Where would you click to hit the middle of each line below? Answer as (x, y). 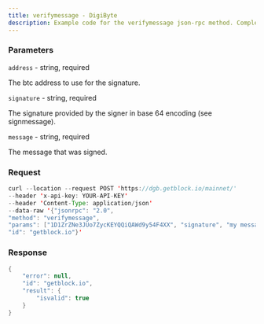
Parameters (31, 50)
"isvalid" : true (63, 298)
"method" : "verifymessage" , (54, 218)
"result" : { (42, 291)
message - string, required (49, 136)
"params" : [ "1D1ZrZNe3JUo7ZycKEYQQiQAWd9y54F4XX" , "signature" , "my (123, 225)
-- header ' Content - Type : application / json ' (81, 203)
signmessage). (32, 121)
